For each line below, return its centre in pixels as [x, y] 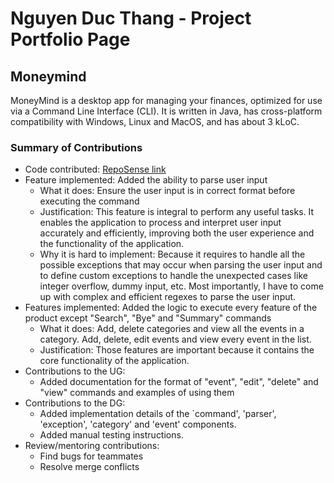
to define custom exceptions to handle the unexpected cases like [173, 276]
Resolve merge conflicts [89, 467]
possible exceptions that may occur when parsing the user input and [181, 265]
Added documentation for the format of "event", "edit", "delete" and [179, 382]
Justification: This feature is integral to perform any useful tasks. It [177, 212]
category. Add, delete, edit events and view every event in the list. [175, 339]
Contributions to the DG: [75, 403]
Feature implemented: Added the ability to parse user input [146, 180]
